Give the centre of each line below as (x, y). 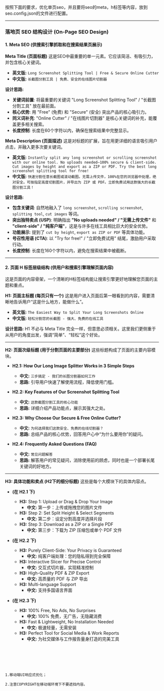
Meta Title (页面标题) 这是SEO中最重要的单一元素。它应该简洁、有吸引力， (80, 56)
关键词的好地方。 (37, 466)
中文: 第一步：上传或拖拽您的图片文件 (64, 508)
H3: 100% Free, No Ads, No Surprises (58, 611)
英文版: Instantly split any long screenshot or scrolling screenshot (84, 157)
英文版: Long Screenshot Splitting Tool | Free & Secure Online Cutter (85, 73)
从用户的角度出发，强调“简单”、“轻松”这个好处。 (54, 335)
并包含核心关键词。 (24, 62)
